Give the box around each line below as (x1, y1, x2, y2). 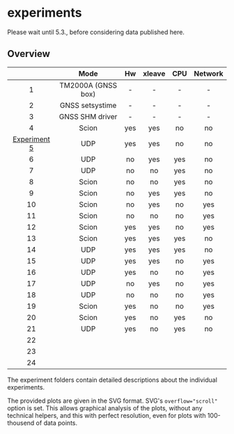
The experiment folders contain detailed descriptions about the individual (7, 376, 218, 384)
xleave (142, 68, 166, 78)
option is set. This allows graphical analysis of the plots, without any (7, 403, 203, 412)
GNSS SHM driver (58, 111, 118, 121)
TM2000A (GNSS (58, 80, 118, 90)
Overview (7, 48, 51, 60)
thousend (7, 419, 35, 427)
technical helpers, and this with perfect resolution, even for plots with (7, 411, 206, 419)
